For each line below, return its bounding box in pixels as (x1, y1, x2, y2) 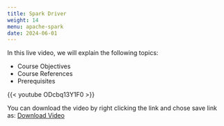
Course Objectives (17, 62, 71, 70)
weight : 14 (7, 17, 39, 24)
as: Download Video (7, 111, 65, 120)
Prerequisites (17, 77, 56, 86)
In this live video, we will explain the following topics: (7, 49, 159, 57)
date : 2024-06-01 (7, 29, 58, 37)
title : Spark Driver (7, 10, 67, 17)
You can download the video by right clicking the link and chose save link (7, 104, 218, 112)
